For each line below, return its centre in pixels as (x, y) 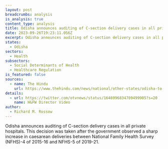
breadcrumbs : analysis (29, 14)
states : (13, 42)
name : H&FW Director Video (42, 103)
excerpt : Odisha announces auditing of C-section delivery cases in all (82, 38)
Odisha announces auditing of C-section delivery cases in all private (75, 126)
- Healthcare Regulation (35, 70)
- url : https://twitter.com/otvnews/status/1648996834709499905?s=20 (83, 98)
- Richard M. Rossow (31, 112)
